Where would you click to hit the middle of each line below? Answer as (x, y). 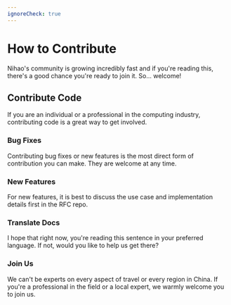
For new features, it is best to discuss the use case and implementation (110, 197)
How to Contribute (62, 48)
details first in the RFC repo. (48, 204)
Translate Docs (34, 223)
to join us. (21, 294)
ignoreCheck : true (34, 14)
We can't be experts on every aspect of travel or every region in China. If (113, 279)
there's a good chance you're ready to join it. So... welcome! (94, 75)
